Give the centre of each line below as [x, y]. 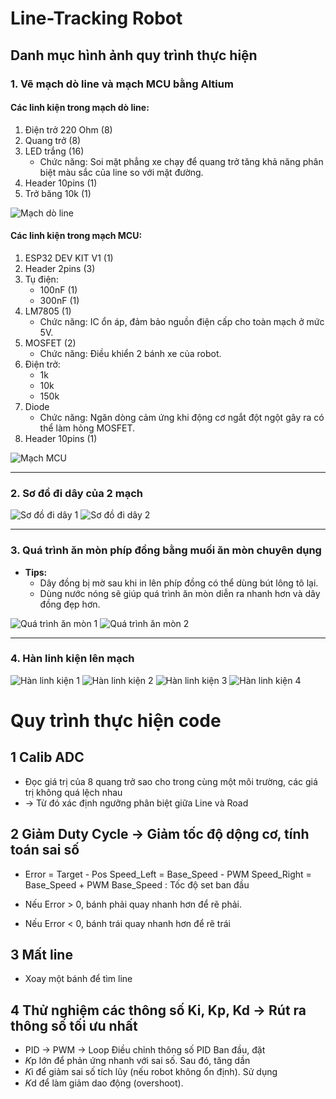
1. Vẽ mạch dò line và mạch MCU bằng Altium [122, 84]
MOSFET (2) [50, 343]
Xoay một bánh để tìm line [78, 979]
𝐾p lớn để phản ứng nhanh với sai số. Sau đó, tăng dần [137, 1061]
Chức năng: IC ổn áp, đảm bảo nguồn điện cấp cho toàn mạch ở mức [182, 321]
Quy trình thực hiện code [116, 720]
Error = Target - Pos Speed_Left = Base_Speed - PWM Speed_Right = [168, 874]
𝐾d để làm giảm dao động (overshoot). [104, 1083]
